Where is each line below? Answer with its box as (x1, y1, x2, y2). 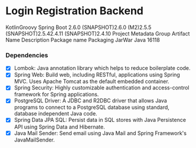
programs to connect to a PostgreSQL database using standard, (14, 104, 169, 111)
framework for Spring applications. (14, 91, 99, 98)
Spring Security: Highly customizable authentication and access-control (14, 84, 190, 91)
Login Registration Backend (5, 4, 144, 18)
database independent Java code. (14, 110, 98, 117)
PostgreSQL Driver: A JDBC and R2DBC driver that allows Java (14, 97, 168, 104)
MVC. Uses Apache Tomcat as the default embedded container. (14, 78, 169, 85)
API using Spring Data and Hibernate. (14, 123, 105, 130)
